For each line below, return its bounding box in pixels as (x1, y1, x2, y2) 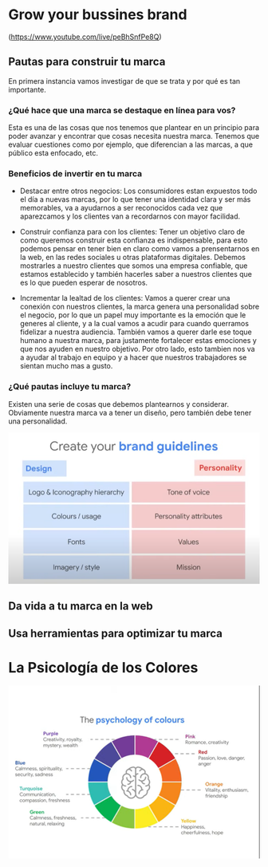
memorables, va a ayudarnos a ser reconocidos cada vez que (19, 203, 223, 213)
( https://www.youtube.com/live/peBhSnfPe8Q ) (8, 32, 162, 41)
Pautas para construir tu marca (8, 55, 166, 69)
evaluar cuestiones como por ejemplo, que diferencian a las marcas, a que (8, 140, 254, 149)
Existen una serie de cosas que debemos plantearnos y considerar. (8, 399, 230, 408)
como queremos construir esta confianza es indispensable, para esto (19, 235, 248, 245)
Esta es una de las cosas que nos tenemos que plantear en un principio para (8, 123, 260, 132)
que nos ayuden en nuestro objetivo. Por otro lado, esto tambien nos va (19, 345, 255, 354)
